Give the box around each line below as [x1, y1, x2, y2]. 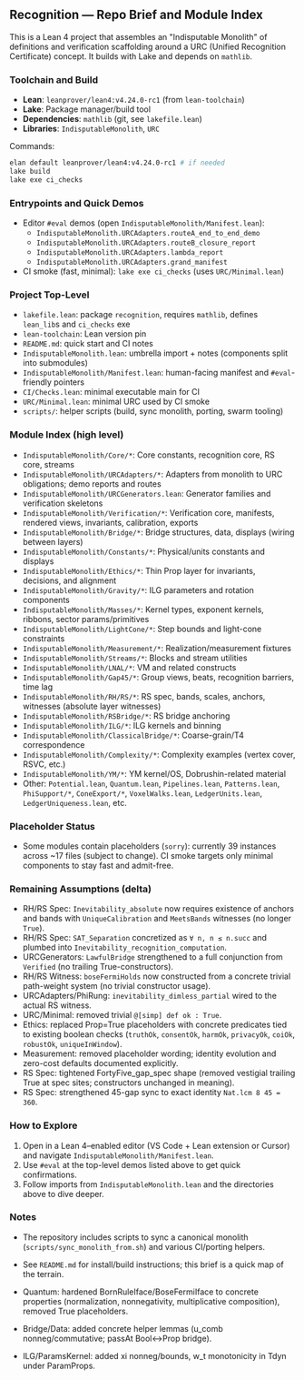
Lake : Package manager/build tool [22, 104, 152, 115]
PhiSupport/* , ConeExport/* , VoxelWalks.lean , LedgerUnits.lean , [22, 787, 263, 799]
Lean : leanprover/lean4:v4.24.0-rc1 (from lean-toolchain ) [22, 95, 245, 106]
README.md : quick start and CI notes [22, 338, 154, 349]
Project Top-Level [9, 288, 90, 301]
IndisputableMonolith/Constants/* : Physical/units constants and [22, 546, 265, 557]
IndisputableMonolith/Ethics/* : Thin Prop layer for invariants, [22, 565, 256, 576]
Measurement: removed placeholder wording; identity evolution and [22, 1048, 277, 1059]
